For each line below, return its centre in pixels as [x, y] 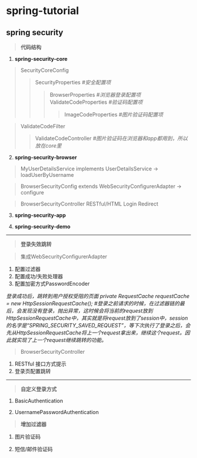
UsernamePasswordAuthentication [57, 412]
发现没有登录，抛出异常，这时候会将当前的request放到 [87, 311]
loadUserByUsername [47, 175]
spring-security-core [41, 59]
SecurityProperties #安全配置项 [73, 82]
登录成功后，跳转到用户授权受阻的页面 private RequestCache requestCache [98, 296]
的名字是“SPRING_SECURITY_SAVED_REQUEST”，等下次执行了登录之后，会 [98, 325]
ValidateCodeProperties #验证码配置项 [96, 102]
